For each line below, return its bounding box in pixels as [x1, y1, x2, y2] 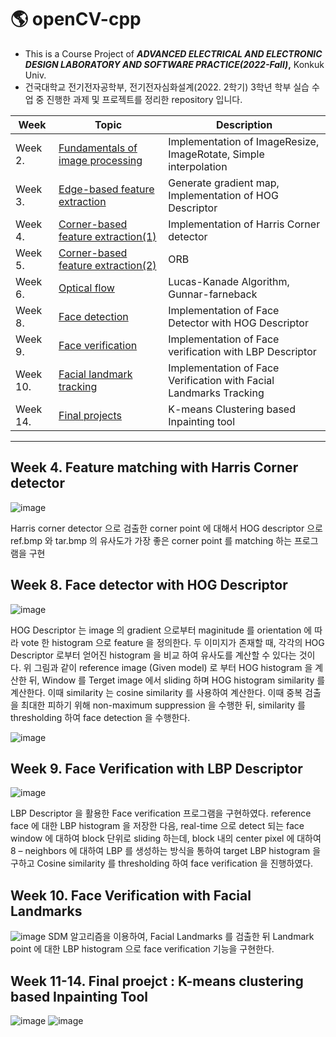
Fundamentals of [58, 141, 138, 155]
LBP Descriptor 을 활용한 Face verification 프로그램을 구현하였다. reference [10, 807, 312, 820]
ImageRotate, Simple [168, 147, 265, 161]
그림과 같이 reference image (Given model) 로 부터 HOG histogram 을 [33, 661, 313, 673]
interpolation [168, 159, 228, 173]
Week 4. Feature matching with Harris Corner [10, 459, 299, 476]
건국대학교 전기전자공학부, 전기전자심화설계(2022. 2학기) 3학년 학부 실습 [24, 81, 310, 93]
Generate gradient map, [168, 176, 280, 190]
